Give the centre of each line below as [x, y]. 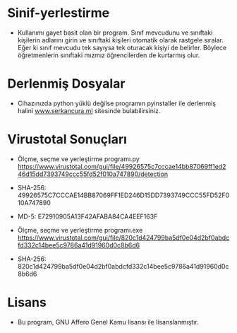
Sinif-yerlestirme [59, 13]
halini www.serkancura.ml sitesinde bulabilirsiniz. [89, 110]
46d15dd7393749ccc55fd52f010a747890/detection [93, 174]
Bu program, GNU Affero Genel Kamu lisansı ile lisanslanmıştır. [108, 322]
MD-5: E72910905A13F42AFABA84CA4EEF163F [87, 216]
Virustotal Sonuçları [67, 140]
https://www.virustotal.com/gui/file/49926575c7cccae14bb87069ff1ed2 [122, 166]
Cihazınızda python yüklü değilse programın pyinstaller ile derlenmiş [117, 103]
